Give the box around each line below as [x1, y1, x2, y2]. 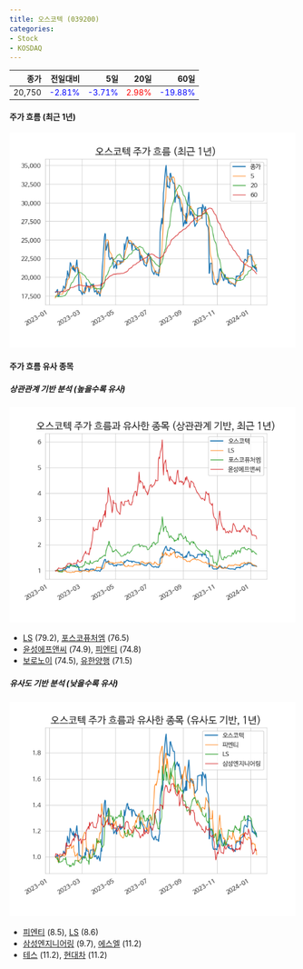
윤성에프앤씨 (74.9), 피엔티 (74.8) [22, 644, 142, 654]
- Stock [9, 34, 39, 43]
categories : [9, 24, 54, 34]
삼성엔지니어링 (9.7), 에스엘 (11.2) [22, 938, 142, 949]
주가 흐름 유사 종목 [9, 361, 74, 372]
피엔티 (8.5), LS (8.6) [22, 927, 99, 938]
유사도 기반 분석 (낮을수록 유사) [9, 677, 119, 688]
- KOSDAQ [9, 44, 43, 53]
